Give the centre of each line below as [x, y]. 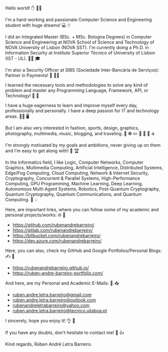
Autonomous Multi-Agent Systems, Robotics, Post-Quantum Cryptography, [83, 189]
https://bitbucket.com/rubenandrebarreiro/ [57, 236]
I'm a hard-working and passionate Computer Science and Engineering [78, 20]
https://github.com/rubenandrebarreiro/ [53, 225]
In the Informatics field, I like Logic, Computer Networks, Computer [74, 162]
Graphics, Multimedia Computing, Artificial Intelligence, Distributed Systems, [84, 167]
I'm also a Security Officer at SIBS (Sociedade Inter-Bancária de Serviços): [82, 70]
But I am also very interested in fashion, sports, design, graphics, [72, 128]
